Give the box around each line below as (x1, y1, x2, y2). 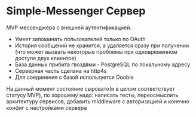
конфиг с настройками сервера (6, 104, 87, 111)
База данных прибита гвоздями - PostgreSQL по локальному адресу (14, 61, 191, 68)
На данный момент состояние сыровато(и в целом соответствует (6, 85, 175, 92)
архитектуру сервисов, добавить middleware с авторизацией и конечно (6, 97, 190, 105)
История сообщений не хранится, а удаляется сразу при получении (14, 42, 189, 49)
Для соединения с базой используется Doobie (14, 73, 134, 81)
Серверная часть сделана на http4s (14, 67, 107, 74)
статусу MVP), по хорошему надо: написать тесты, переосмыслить (6, 91, 179, 98)
